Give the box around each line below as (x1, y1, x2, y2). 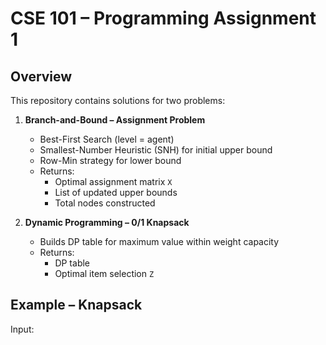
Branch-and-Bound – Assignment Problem (24, 114, 206, 126)
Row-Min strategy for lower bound (39, 155, 182, 166)
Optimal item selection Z (54, 268, 155, 279)
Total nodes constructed (54, 197, 156, 209)
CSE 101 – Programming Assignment (10, 7, 317, 30)
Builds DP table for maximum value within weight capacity (39, 236, 280, 247)
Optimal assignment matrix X (54, 176, 173, 187)
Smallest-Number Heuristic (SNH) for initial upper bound (39, 144, 273, 156)
